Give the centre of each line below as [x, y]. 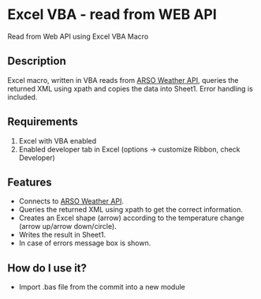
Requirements [43, 122]
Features [30, 182]
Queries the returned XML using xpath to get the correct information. [131, 210]
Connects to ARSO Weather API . [71, 201]
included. [22, 97]
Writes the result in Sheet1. [62, 235]
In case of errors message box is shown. [85, 243]
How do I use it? [47, 268]
